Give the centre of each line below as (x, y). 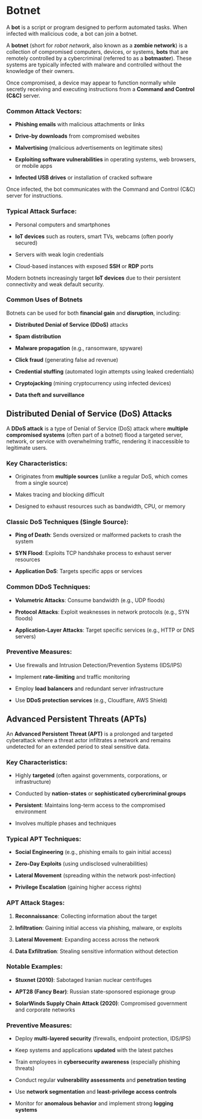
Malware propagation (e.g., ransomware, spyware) (79, 348)
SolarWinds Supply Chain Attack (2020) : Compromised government (101, 1003)
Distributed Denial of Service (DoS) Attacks (89, 414)
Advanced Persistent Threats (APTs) (77, 719)
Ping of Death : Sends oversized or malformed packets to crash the (98, 535)
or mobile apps (33, 166)
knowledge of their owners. (40, 71)
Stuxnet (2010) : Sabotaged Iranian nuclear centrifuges (83, 980)
